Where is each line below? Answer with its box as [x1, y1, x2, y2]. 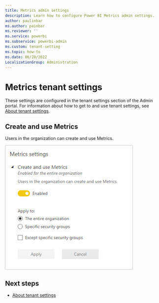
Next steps [5, 279, 39, 287]
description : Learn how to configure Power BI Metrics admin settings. [5, 13, 155, 18]
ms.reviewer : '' [5, 28, 38, 34]
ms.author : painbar [5, 24, 45, 28]
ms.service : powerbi [5, 34, 48, 39]
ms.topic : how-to [5, 49, 41, 54]
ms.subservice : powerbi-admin [5, 39, 67, 44]
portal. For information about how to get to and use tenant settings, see [5, 103, 149, 109]
